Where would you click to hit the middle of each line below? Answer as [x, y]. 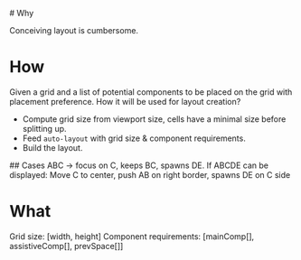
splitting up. [44, 128]
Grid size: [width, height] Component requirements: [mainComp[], [132, 236]
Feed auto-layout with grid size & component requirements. [134, 138]
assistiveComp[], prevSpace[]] [66, 246]
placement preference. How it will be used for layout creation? [125, 101]
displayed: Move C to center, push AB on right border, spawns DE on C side [150, 174]
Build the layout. [52, 147]
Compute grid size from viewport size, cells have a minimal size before [154, 119]
